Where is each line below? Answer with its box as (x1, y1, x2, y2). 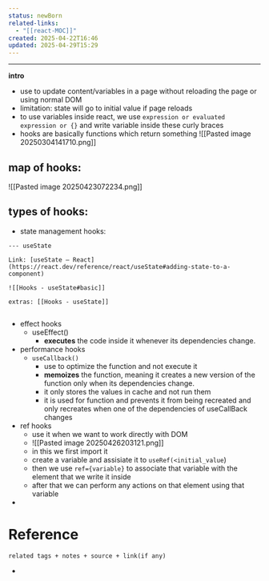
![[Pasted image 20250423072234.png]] (8, 182, 143, 191)
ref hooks (19, 421, 52, 431)
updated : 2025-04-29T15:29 (8, 42, 98, 50)
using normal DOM (19, 95, 82, 105)
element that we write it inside (31, 471, 131, 481)
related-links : (8, 19, 59, 27)
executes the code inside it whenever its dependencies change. (43, 335, 256, 345)
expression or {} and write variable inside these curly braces (19, 121, 224, 130)
